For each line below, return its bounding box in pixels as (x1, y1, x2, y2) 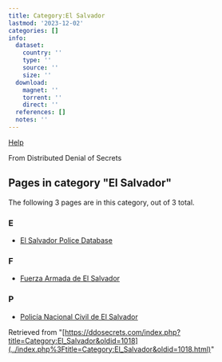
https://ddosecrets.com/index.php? (64, 327, 181, 336)
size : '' (22, 71, 52, 79)
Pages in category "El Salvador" (8, 177, 172, 190)
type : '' (22, 57, 52, 65)
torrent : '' (22, 93, 62, 101)
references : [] (15, 109, 66, 117)
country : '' (22, 49, 62, 57)
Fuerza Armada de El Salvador (19, 273, 121, 284)
